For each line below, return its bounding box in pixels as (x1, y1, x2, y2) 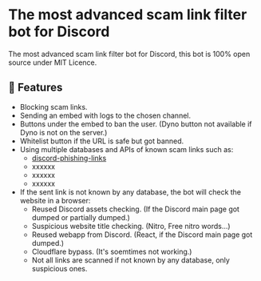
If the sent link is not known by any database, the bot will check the (19, 187, 242, 197)
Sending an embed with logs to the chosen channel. (19, 110, 192, 120)
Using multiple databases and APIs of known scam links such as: (19, 144, 234, 154)
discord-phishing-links (31, 153, 107, 163)
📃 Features (8, 81, 63, 94)
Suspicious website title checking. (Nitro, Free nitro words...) (31, 221, 231, 231)
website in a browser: (19, 195, 91, 205)
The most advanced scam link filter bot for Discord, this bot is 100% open (8, 49, 251, 58)
